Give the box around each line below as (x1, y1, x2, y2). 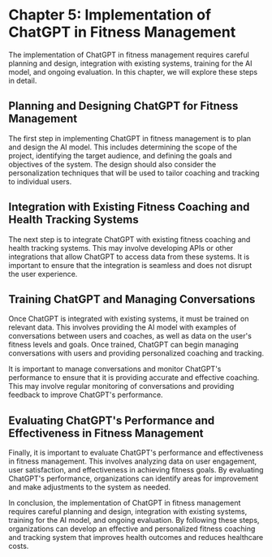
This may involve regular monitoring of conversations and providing (8, 382, 235, 391)
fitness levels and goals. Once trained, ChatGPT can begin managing (8, 339, 240, 350)
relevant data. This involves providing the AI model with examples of (8, 322, 237, 332)
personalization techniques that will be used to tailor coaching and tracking (8, 168, 260, 178)
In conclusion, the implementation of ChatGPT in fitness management (8, 498, 241, 508)
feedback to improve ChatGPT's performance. (8, 390, 164, 399)
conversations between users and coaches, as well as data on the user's (8, 331, 252, 341)
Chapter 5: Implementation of (8, 6, 212, 24)
